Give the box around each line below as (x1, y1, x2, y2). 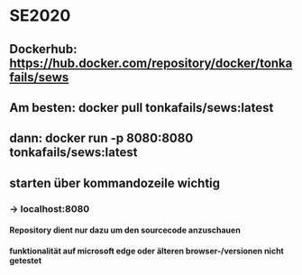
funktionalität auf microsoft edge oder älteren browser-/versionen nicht (9, 245, 284, 256)
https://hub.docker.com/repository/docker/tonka (9, 55, 293, 70)
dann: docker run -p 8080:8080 (9, 131, 194, 146)
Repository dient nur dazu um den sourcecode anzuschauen (9, 225, 241, 235)
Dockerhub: (9, 41, 78, 57)
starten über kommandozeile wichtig (9, 175, 221, 190)
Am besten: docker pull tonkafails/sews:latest (9, 100, 274, 115)
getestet (9, 254, 42, 266)
